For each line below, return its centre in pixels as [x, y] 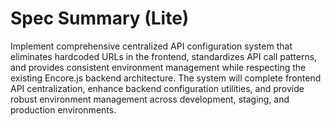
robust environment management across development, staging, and [150, 99]
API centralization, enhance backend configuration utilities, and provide [157, 88]
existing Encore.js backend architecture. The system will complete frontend [166, 78]
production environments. [63, 109]
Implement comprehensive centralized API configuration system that [151, 46]
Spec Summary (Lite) [100, 18]
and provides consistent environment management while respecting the [158, 67]
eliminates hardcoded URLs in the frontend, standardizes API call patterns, [164, 56]
